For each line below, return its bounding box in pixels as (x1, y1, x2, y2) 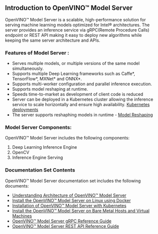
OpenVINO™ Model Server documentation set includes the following (5, 178, 141, 184)
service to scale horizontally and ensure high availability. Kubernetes (12, 102, 150, 108)
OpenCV (12, 150, 30, 156)
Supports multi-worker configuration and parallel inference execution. (12, 81, 152, 87)
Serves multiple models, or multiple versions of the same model (12, 61, 140, 66)
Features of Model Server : (5, 49, 70, 56)
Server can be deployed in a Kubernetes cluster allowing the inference (12, 96, 154, 102)
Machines (12, 213, 32, 218)
